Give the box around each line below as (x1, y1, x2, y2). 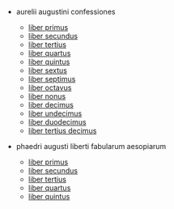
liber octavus (28, 83, 72, 92)
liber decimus (28, 100, 74, 109)
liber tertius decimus (28, 126, 97, 135)
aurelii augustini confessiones (15, 7, 116, 16)
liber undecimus (28, 109, 83, 118)
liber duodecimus (28, 117, 87, 126)
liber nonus (28, 92, 66, 100)
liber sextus (28, 66, 67, 75)
